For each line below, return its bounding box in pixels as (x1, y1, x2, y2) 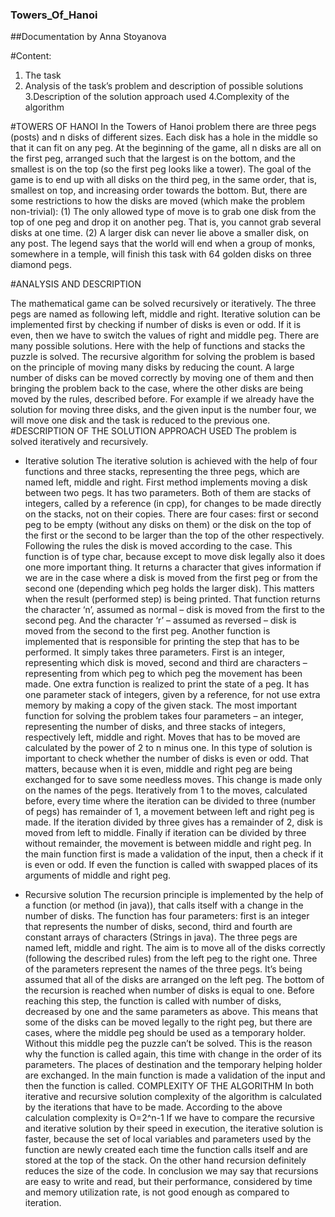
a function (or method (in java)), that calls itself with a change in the (24, 899, 304, 912)
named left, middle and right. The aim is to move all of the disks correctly (24, 942, 326, 954)
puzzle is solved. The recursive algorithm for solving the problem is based (10, 351, 316, 363)
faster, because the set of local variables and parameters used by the (24, 1133, 312, 1145)
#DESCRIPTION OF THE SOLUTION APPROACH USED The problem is (10, 425, 297, 437)
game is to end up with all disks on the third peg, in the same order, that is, (10, 174, 318, 186)
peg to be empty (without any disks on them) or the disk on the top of (24, 519, 312, 531)
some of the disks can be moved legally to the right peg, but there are (24, 1016, 313, 1028)
